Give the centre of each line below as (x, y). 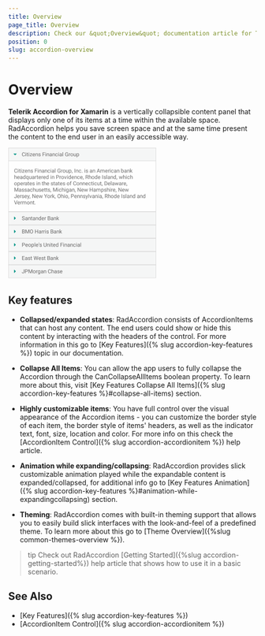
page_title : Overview (44, 25)
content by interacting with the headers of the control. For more (123, 336)
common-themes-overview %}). (72, 539)
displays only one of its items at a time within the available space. (114, 120)
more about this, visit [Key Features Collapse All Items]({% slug (122, 385)
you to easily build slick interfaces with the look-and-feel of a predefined (138, 523)
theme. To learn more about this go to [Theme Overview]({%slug (125, 531)
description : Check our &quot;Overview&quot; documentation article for (130, 33)
